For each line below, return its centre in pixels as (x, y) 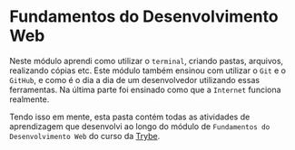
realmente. (29, 99)
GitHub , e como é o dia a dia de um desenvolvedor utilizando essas (135, 80)
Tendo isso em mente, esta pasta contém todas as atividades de (130, 117)
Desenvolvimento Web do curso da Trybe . (85, 136)
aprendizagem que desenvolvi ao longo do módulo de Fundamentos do (140, 126)
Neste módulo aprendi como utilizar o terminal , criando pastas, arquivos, (147, 61)
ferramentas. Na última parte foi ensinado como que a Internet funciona (145, 89)
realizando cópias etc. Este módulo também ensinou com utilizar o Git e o (147, 70)
